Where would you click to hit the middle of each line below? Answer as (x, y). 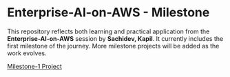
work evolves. (27, 53)
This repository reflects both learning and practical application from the (108, 31)
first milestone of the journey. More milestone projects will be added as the (113, 46)
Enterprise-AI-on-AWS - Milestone (108, 13)
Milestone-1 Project (34, 66)
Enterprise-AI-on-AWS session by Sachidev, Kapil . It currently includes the (115, 38)
